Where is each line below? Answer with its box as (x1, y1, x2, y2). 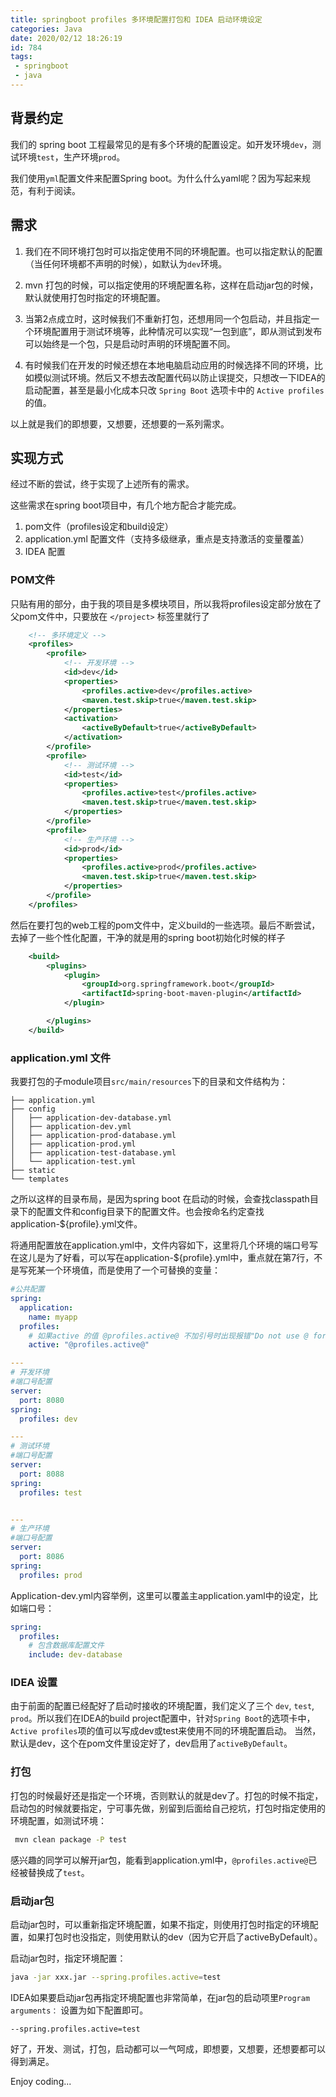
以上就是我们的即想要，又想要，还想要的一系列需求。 (10, 417, 230, 430)
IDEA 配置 (24, 546, 66, 558)
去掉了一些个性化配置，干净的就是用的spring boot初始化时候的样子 (10, 931, 286, 943)
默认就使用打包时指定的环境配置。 (24, 291, 166, 303)
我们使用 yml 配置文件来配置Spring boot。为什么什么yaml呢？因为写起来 (10, 172, 302, 184)
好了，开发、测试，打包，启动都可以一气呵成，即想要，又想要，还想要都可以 (10, 2042, 326, 2055)
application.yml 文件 (10, 1051, 112, 1065)
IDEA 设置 (10, 1676, 58, 1690)
